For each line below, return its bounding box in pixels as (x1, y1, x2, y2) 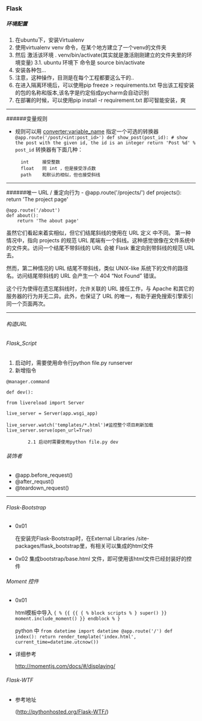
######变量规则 (6, 115, 48, 122)
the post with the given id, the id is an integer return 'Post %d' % (14, 140, 196, 146)
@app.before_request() (14, 471, 73, 479)
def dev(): (6, 389, 34, 395)
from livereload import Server (6, 400, 85, 406)
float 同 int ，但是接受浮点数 (20, 165, 96, 171)
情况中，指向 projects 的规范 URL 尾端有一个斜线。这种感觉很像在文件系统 (6, 236, 191, 244)
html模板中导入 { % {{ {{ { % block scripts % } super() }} (14, 609, 167, 616)
